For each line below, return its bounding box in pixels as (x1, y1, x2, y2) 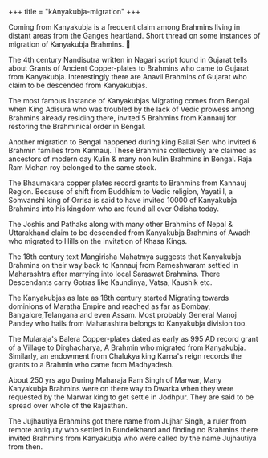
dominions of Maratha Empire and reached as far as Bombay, (8, 302, 211, 311)
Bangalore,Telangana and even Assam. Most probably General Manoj (8, 310, 237, 319)
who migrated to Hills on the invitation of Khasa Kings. (8, 237, 188, 245)
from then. (8, 442, 43, 452)
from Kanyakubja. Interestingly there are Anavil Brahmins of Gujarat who (8, 72, 247, 81)
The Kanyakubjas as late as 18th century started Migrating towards (8, 293, 229, 302)
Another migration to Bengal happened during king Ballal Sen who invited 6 (8, 137, 257, 147)
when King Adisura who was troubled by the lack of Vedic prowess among (8, 104, 254, 114)
